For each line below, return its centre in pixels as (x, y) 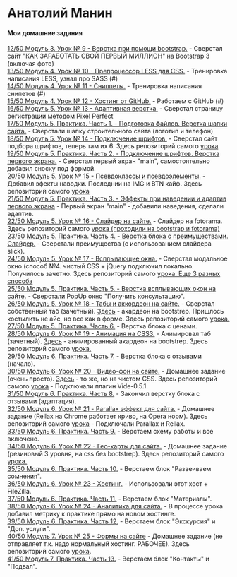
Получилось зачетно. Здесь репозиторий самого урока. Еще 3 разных (114, 274)
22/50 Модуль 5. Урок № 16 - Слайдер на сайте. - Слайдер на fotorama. (115, 221)
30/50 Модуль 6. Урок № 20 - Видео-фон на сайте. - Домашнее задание (116, 371)
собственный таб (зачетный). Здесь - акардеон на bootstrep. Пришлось (116, 311)
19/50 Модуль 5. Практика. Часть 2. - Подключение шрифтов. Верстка (114, 154)
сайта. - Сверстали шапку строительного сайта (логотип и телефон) (110, 131)
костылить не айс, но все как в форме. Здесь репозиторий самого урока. (119, 319)
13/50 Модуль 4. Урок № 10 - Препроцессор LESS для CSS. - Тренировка (117, 71)
